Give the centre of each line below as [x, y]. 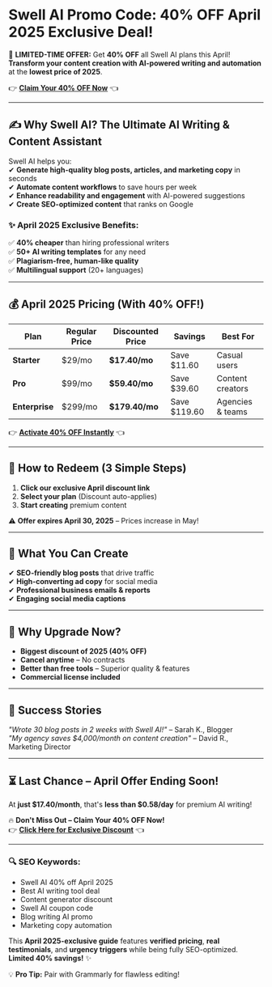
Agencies [234, 401]
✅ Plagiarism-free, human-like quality [74, 261]
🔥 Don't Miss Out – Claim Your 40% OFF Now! [87, 820]
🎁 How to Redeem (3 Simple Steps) [98, 468]
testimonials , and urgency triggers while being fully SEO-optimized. [123, 950]
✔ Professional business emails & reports [80, 590]
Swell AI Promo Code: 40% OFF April [135, 15]
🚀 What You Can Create [68, 554]
